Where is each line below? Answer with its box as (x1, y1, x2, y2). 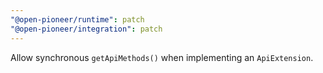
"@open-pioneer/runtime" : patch (10, 14, 145, 25)
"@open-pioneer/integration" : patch (10, 24, 163, 34)
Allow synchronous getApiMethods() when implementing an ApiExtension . (10, 51, 314, 63)
